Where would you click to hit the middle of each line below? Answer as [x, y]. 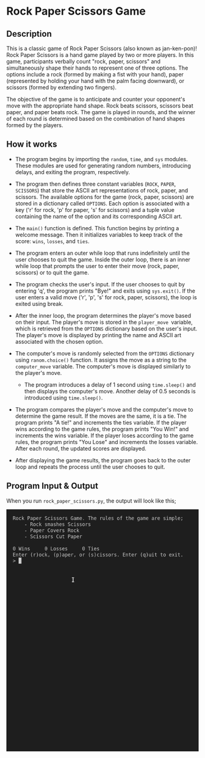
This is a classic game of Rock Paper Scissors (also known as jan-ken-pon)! [102, 48]
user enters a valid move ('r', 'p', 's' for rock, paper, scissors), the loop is [106, 297]
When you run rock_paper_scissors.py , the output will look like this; [91, 501]
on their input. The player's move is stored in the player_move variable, [104, 322]
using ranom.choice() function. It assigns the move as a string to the [101, 360]
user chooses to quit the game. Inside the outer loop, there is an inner [103, 259]
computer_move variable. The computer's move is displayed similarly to [103, 366]
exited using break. [39, 304]
